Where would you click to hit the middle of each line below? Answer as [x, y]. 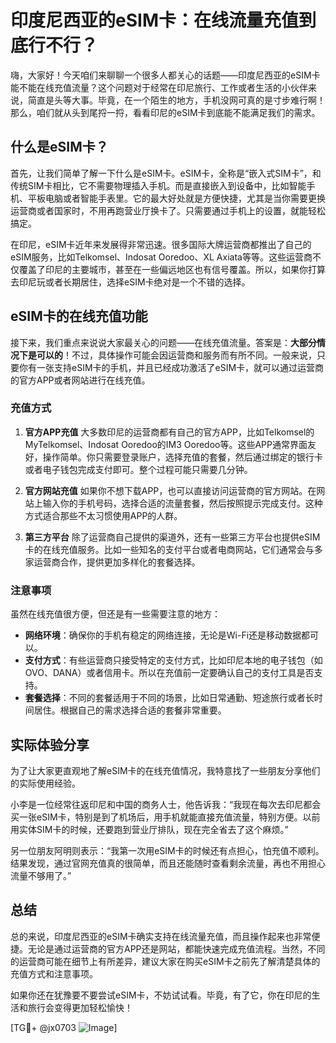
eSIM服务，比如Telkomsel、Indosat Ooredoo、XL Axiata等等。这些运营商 [161, 257]
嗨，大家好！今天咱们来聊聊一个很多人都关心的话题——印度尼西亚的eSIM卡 [165, 75]
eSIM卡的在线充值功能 [79, 316]
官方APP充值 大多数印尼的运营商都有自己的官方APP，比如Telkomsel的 [169, 432]
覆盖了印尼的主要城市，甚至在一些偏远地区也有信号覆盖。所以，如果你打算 [172, 269]
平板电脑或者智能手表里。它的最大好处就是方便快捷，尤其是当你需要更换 [176, 198]
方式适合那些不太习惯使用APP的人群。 [103, 515]
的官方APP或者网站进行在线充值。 [80, 380]
